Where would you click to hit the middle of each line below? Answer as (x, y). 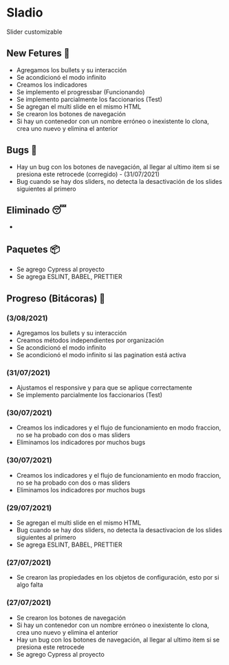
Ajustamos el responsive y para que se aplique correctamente (104, 388)
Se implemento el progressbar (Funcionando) (80, 92)
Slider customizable (34, 32)
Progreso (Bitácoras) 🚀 (56, 298)
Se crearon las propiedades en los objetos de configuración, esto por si (118, 578)
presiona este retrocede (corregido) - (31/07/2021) (88, 174)
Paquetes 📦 (33, 249)
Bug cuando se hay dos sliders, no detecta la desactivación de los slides (119, 181)
